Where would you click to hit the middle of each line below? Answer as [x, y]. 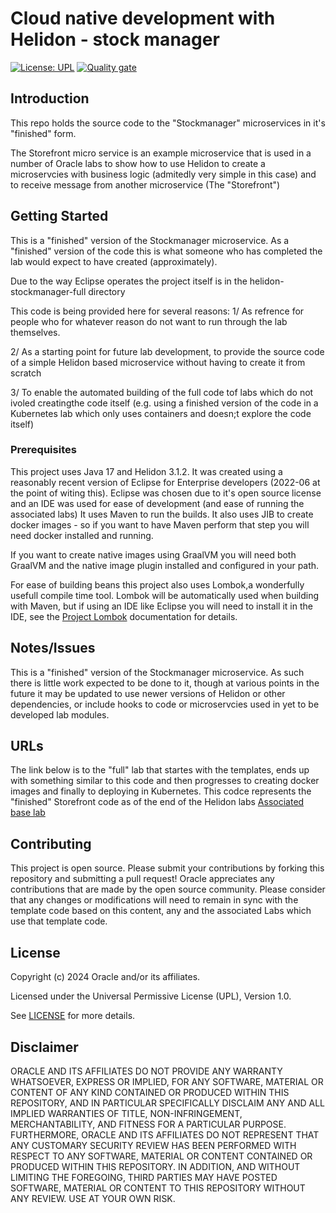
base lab [28, 813]
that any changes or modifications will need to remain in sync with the [154, 900]
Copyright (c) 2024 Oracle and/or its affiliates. [105, 977]
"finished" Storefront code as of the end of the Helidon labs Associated [157, 802]
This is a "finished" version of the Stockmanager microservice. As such [157, 672]
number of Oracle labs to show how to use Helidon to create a [138, 163]
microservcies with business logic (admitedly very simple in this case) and [163, 174]
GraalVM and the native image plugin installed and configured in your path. [165, 565]
